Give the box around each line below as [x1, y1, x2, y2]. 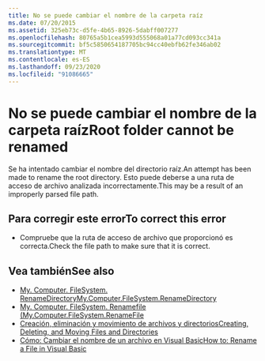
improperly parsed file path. [8, 189, 99, 198]
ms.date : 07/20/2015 [8, 19, 77, 27]
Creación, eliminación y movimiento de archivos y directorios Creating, [19, 319, 249, 329]
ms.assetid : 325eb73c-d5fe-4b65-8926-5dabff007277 [8, 26, 179, 34]
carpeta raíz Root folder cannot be [8, 121, 235, 139]
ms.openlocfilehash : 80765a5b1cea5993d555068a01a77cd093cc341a [8, 33, 221, 42]
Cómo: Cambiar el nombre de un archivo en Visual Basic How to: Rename [19, 336, 257, 345]
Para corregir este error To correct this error [8, 212, 227, 225]
